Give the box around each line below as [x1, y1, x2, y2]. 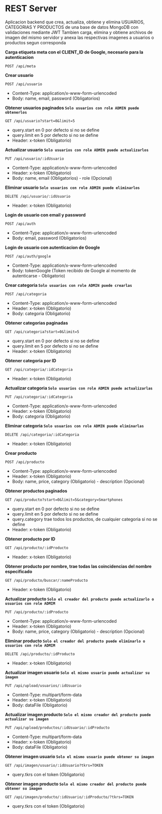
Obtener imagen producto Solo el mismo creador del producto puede [5, 781, 147, 787]
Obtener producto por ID [5, 536, 55, 542]
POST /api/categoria [5, 292, 47, 296]
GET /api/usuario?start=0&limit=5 [5, 118, 75, 123]
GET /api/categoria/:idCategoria [5, 367, 73, 372]
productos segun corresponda [5, 39, 66, 45]
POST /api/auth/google [5, 254, 51, 259]
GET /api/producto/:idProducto [5, 545, 69, 550]
